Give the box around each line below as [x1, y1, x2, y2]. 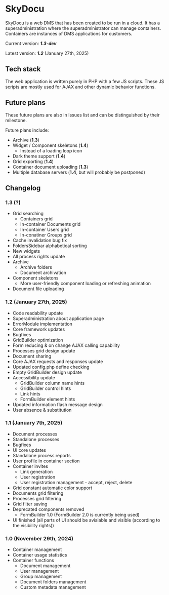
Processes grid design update [12, 347, 75, 353]
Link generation [20, 468, 53, 474]
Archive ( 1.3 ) [12, 137, 39, 143]
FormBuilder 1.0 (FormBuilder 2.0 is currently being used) [20, 511, 140, 518]
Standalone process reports [12, 452, 71, 458]
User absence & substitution [12, 407, 72, 413]
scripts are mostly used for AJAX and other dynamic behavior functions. [5, 84, 156, 90]
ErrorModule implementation [12, 321, 72, 327]
